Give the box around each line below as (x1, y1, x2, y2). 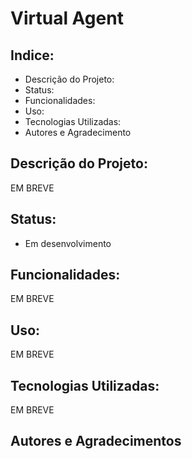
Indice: (10, 47, 55, 64)
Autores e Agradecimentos (10, 433, 182, 450)
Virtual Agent (10, 7, 124, 30)
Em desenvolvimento (24, 237, 112, 249)
